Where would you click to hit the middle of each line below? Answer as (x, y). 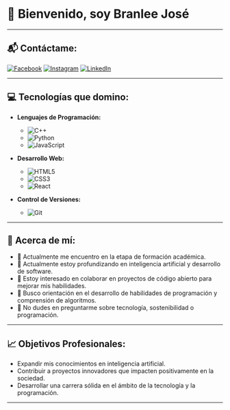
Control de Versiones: (49, 199)
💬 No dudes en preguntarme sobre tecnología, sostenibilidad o (105, 308)
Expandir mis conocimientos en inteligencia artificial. (91, 364)
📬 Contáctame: (42, 48)
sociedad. (31, 379)
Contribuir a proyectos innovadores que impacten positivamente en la (115, 371)
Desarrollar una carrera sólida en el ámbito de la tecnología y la (106, 385)
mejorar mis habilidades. (52, 286)
